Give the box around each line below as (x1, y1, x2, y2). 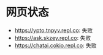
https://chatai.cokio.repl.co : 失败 (14, 42, 97, 49)
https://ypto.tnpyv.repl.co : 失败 (14, 27, 93, 34)
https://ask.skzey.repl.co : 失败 (14, 34, 91, 41)
